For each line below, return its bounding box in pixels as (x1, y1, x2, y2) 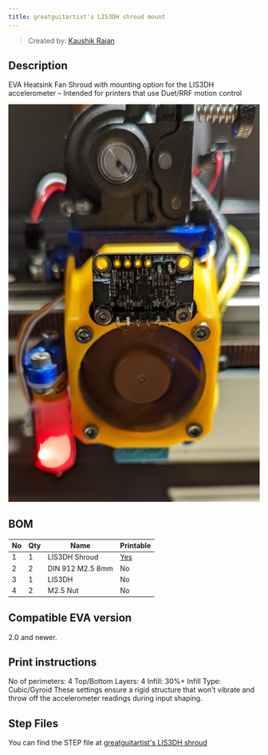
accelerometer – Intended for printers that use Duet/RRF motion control (8, 89, 242, 98)
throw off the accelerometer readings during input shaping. (8, 694, 203, 703)
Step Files (8, 717, 58, 730)
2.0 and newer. (8, 632, 57, 642)
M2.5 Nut (47, 586, 79, 595)
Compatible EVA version (8, 611, 132, 625)
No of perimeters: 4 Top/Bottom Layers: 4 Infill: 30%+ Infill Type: (8, 677, 222, 686)
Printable (120, 541, 152, 551)
